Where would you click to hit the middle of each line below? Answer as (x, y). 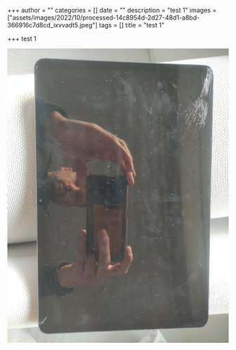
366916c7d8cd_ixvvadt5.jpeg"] (53, 25)
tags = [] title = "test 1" (132, 25)
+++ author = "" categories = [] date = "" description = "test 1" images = (112, 10)
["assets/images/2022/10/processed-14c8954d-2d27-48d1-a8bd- (104, 18)
